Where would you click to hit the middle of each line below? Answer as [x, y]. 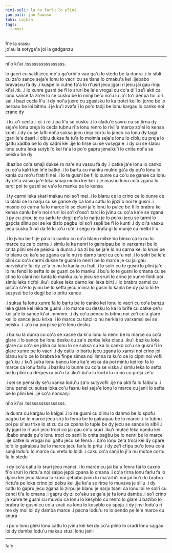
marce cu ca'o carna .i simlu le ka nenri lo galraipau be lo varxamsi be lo [81, 244]
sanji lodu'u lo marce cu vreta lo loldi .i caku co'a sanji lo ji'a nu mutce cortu [85, 452]
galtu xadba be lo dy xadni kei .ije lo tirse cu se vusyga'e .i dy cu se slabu [83, 143]
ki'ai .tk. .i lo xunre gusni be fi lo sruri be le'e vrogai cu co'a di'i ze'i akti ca [83, 90]
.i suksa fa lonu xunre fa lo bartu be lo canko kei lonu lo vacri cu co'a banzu [85, 303]
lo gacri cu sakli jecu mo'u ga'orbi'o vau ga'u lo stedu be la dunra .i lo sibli [83, 74]
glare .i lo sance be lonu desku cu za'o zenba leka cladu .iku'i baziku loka [83, 340]
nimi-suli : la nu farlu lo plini [41, 10]
